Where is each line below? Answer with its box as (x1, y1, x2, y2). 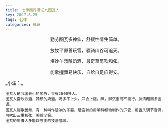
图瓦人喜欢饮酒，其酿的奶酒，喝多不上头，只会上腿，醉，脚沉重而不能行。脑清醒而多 (5, 97, 158, 102)
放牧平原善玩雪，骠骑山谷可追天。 (50, 47, 122, 54)
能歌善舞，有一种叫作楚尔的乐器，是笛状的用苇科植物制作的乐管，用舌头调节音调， (16, 108, 165, 113)
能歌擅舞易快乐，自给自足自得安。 (50, 69, 122, 75)
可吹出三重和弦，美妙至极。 (5, 113, 55, 118)
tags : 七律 (5, 17, 27, 22)
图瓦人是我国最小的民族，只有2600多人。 (5, 91, 79, 96)
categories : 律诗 (5, 22, 41, 27)
